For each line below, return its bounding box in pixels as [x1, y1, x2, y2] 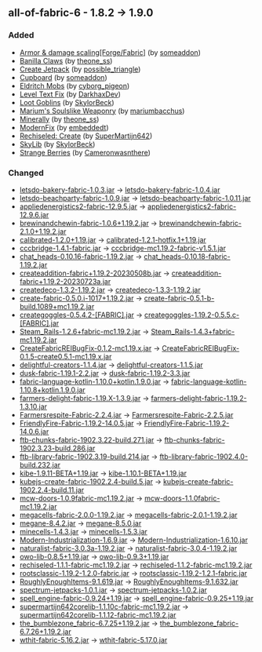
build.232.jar [19, 460, 61, 469]
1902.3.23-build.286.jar [19, 443, 96, 453]
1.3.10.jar [19, 402, 48, 411]
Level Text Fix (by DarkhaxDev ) [19, 89, 122, 99]
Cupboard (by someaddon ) [19, 72, 107, 82]
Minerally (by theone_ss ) [19, 114, 100, 124]
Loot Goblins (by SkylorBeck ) [19, 97, 115, 107]
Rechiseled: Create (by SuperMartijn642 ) [19, 131, 153, 140]
